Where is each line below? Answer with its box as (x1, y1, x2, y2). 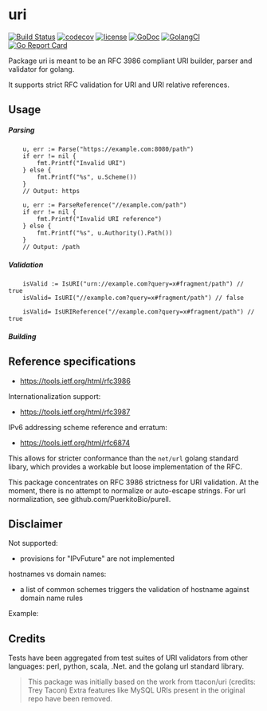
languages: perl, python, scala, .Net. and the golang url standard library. (8, 662, 245, 671)
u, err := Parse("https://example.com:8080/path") (22, 145, 194, 153)
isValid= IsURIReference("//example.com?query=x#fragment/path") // (22, 308, 255, 316)
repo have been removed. (27, 694, 113, 704)
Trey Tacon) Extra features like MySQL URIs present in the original (27, 685, 245, 695)
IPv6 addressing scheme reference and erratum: (8, 422, 167, 432)
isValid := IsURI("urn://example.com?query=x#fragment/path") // (22, 280, 245, 288)
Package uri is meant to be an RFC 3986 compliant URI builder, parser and (8, 56, 253, 65)
